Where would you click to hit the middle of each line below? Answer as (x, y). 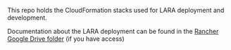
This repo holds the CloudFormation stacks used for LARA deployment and (116, 10)
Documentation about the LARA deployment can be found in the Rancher (113, 31)
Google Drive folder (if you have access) (66, 39)
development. (27, 18)
